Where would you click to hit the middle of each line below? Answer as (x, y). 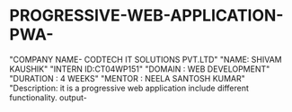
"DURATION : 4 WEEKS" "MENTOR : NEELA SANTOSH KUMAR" (127, 78)
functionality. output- (48, 97)
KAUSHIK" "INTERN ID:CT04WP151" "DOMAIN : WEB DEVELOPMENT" (140, 69)
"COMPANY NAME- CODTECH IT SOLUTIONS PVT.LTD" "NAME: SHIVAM (146, 59)
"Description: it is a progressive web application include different (129, 88)
